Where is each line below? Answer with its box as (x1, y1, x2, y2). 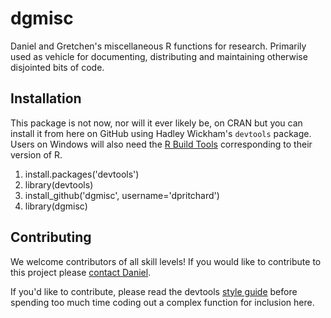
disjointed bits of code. (10, 61, 105, 73)
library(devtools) (24, 178, 94, 191)
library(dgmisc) (24, 200, 88, 212)
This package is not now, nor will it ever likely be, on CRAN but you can (10, 117, 303, 129)
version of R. (10, 148, 63, 161)
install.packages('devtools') (24, 168, 140, 180)
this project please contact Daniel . (10, 266, 152, 278)
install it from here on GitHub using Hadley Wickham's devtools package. (10, 127, 312, 139)
